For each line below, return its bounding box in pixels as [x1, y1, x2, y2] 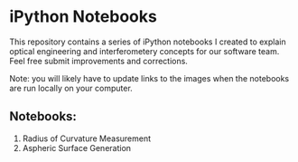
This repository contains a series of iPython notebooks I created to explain [9, 36, 286, 47]
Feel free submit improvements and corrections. [9, 55, 188, 66]
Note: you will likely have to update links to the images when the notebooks [9, 72, 290, 83]
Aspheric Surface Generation [22, 142, 132, 153]
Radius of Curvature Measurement [22, 133, 152, 144]
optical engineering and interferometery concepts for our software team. [9, 45, 280, 56]
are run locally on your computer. [9, 82, 133, 93]
